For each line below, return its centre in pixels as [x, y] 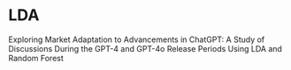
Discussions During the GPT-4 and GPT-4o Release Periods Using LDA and [145, 48]
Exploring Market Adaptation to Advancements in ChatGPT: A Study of [137, 39]
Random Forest [36, 58]
